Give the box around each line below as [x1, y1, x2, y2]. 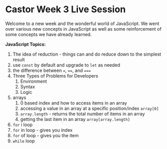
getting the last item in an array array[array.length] [20, 116, 130, 122]
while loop [12, 138, 35, 144]
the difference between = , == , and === [12, 67, 91, 73]
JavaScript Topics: [5, 41, 46, 47]
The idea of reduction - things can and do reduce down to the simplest [12, 51, 161, 57]
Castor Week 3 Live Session [5, 4, 126, 15]
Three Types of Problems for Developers [12, 72, 98, 79]
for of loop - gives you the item [12, 132, 79, 138]
